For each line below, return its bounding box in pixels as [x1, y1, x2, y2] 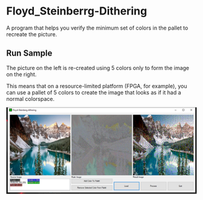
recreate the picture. [6, 30, 57, 37]
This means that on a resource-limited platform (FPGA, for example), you [6, 82, 187, 89]
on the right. [6, 71, 37, 78]
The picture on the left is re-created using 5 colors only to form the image [6, 64, 190, 71]
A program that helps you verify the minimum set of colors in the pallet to [6, 24, 188, 31]
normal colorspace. [6, 95, 55, 102]
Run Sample [6, 48, 53, 59]
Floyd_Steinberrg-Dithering [6, 4, 147, 18]
